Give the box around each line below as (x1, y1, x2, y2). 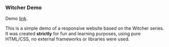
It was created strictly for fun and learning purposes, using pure (5, 31, 141, 37)
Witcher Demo (5, 4, 42, 11)
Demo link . (5, 16, 28, 22)
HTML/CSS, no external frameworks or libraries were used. (5, 36, 130, 42)
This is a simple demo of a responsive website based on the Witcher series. (5, 25, 164, 31)
